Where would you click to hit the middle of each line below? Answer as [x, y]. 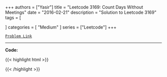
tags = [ [13, 18]
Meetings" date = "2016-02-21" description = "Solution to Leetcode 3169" [81, 12]
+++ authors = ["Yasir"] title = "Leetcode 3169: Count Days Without [74, 7]
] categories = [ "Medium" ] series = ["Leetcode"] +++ [61, 27]
